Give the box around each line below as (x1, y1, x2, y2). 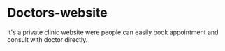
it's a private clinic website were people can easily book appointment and (7, 28, 219, 36)
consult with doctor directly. (7, 35, 88, 43)
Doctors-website (7, 5, 108, 21)
